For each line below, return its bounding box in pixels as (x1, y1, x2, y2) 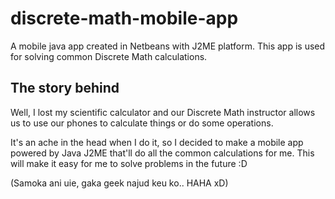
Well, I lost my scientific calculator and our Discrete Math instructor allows (10, 106, 316, 118)
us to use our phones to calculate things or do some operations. (10, 117, 274, 129)
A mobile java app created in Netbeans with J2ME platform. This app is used (10, 40, 326, 52)
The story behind (10, 80, 120, 97)
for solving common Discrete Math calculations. (10, 50, 208, 62)
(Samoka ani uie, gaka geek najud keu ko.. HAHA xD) (10, 177, 229, 189)
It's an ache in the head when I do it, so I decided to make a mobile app (10, 136, 304, 148)
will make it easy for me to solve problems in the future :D (10, 157, 248, 169)
